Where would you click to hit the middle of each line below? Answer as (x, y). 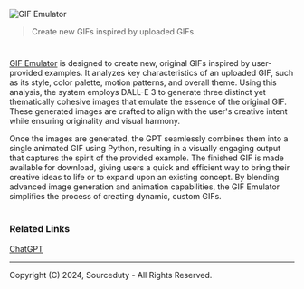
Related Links (40, 229)
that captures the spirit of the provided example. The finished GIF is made (147, 158)
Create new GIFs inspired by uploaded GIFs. (114, 31)
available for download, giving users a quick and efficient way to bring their (150, 168)
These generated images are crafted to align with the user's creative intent (148, 111)
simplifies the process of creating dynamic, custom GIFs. (115, 197)
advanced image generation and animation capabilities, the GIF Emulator (145, 187)
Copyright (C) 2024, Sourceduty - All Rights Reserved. (111, 275)
